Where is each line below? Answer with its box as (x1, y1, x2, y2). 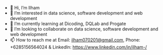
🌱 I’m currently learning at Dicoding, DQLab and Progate (10, 20, 126, 26)
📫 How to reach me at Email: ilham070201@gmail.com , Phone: (10, 37, 140, 42)
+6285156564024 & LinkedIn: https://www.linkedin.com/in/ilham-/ (10, 44, 147, 50)
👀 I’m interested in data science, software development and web (10, 10, 143, 16)
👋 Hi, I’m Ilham (10, 5, 40, 10)
